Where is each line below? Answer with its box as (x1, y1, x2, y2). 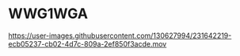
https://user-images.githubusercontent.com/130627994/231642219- (8, 31, 232, 40)
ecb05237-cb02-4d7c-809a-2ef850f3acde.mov (8, 39, 167, 48)
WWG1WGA (8, 5, 89, 23)
